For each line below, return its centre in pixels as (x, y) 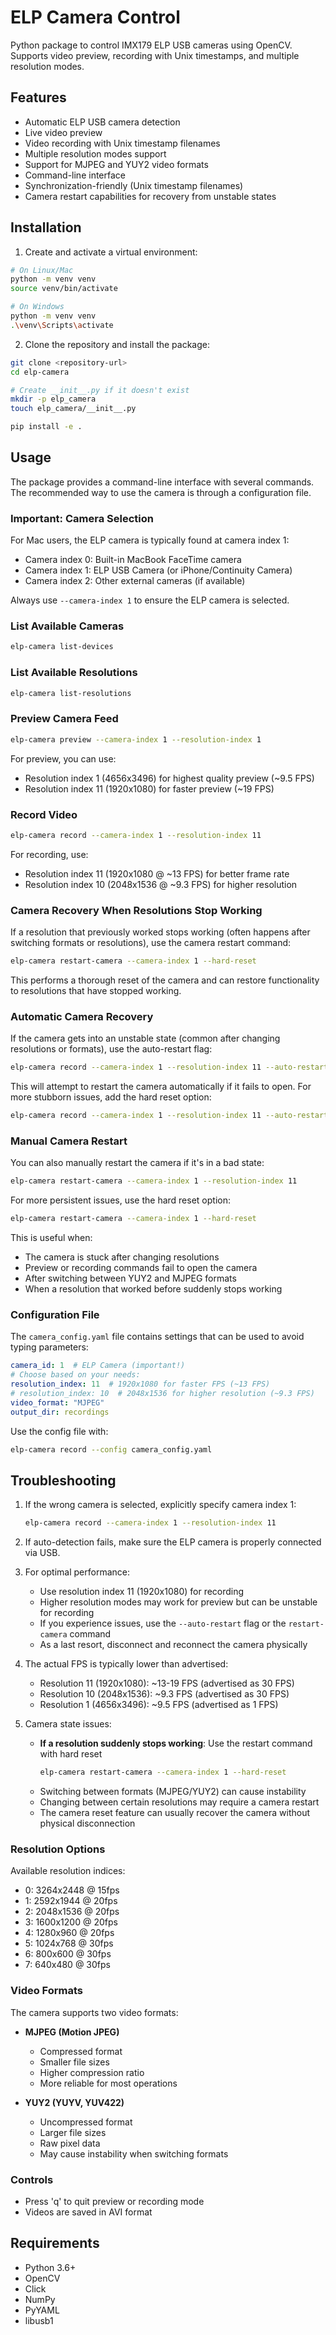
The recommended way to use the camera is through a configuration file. (161, 492)
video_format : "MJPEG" (57, 1402)
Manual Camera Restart (69, 1141)
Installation (46, 227)
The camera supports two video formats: (94, 2012)
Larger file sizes (73, 2132)
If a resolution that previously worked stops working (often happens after (160, 932)
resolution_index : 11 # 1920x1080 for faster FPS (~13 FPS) (140, 1384)
